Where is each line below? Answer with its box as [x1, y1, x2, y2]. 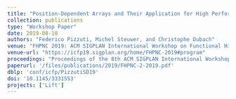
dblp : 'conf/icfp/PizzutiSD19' [7, 68, 99, 75]
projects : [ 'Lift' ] [7, 82, 65, 89]
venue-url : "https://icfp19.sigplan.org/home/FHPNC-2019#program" [7, 49, 206, 56]
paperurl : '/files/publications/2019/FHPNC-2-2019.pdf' [7, 62, 174, 69]
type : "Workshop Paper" [7, 23, 77, 30]
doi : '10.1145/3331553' [7, 75, 77, 82]
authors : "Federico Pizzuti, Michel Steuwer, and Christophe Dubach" [7, 36, 216, 43]
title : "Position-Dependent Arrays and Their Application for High [7, 10, 209, 17]
